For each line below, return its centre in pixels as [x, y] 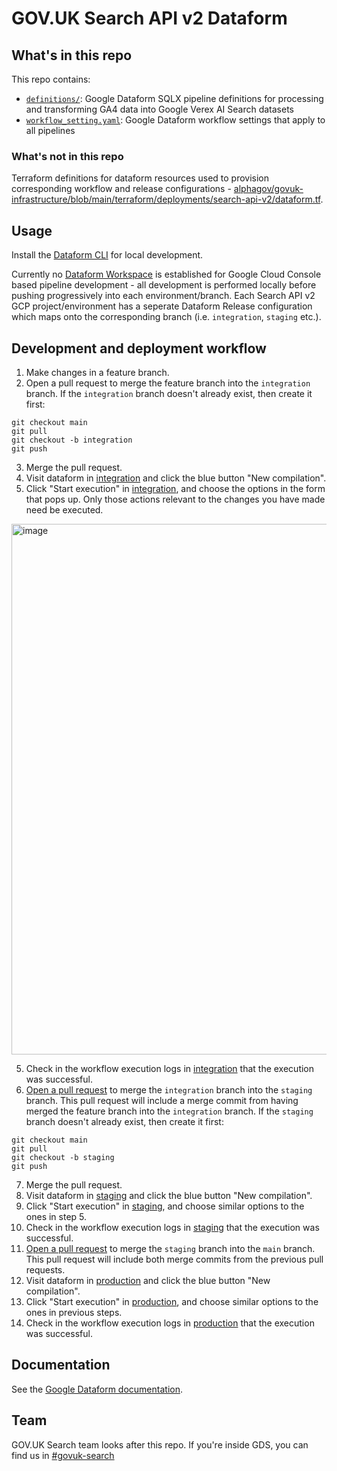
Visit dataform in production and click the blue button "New [148, 1280]
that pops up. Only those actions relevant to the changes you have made [175, 499]
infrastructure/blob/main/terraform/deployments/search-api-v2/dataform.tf [166, 199]
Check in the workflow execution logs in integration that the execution [170, 1068]
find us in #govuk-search [63, 1455]
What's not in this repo [67, 156]
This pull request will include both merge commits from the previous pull [174, 1259]
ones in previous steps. [74, 1312]
